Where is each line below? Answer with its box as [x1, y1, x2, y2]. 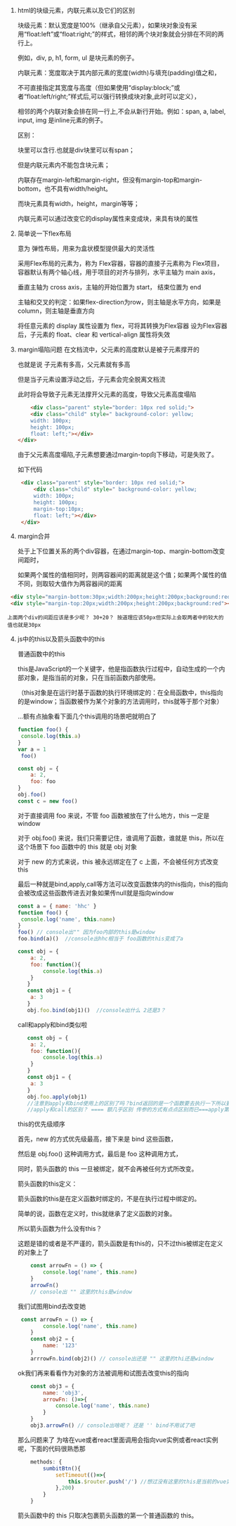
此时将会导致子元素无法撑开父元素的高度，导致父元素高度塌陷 [17, 390, 197, 399]
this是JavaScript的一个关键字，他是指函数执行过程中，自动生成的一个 [17, 665, 219, 673]
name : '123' [43, 1342, 78, 1350]
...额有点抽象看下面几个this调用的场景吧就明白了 [17, 712, 157, 720]
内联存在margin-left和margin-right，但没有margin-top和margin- [17, 176, 202, 184]
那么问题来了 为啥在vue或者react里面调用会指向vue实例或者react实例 [17, 1435, 218, 1444]
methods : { [30, 1458, 63, 1466]
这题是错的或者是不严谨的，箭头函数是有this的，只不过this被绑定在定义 [17, 1239, 223, 1248]
